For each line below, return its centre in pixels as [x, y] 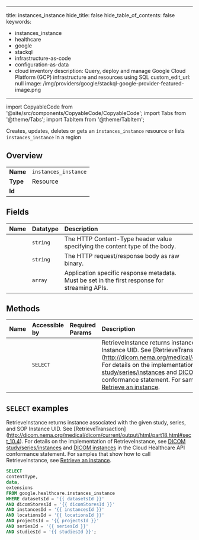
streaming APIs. [86, 287]
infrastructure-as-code [43, 58]
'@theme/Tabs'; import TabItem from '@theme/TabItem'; [75, 119]
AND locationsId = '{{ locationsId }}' [55, 515]
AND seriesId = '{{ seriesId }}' [47, 526]
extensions [20, 488]
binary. [74, 263]
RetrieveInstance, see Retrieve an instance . [59, 461]
